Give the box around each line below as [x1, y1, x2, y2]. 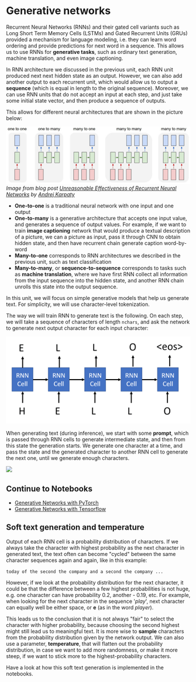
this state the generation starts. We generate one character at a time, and [6, 442, 183, 449]
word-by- [163, 240, 187, 247]
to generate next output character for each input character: [6, 325, 149, 332]
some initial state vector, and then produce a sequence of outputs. [6, 97, 166, 104]
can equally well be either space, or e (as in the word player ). [6, 603, 154, 611]
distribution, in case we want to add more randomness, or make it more [6, 646, 178, 653]
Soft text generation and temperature [6, 523, 145, 533]
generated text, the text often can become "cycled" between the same [6, 550, 176, 557]
